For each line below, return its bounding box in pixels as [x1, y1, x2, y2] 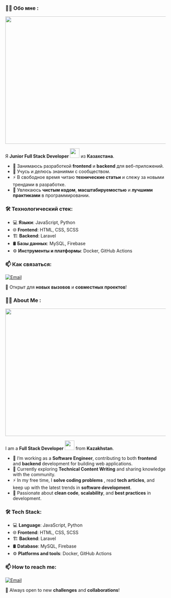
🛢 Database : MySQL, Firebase [12, 543, 77, 550]
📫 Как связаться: [5, 261, 52, 268]
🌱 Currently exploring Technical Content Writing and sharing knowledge [12, 466, 166, 472]
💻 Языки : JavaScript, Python [12, 219, 75, 225]
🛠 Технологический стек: [5, 205, 73, 213]
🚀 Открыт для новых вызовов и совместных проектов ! [5, 284, 127, 290]
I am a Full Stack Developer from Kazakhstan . [5, 446, 114, 452]
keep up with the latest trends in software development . [12, 484, 132, 491]
